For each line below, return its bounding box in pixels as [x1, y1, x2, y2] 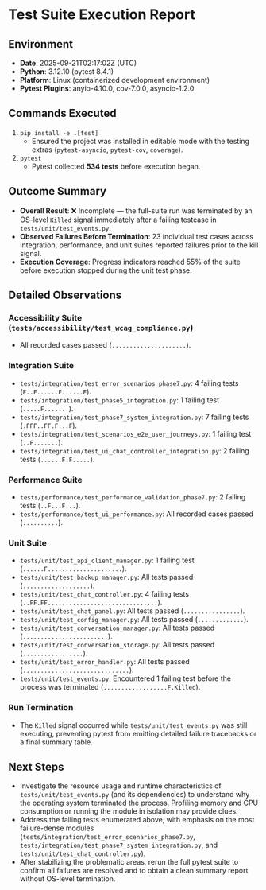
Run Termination [8, 702, 74, 713]
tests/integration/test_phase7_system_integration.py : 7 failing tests [19, 412, 249, 422]
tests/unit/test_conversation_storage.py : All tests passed [19, 640, 215, 650]
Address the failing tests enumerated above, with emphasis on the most [19, 815, 255, 825]
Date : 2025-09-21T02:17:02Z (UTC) [19, 58, 137, 68]
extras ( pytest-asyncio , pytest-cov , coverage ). [31, 145, 183, 154]
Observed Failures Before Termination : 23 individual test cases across [19, 231, 254, 241]
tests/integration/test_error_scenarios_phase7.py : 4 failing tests [19, 378, 239, 387]
